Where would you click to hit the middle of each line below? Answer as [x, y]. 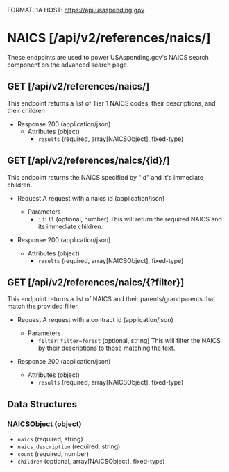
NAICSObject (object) [44, 424]
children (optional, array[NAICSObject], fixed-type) [91, 462]
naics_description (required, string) [69, 446]
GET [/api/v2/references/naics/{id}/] [88, 161]
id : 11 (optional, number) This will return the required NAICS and [130, 219]
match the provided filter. [43, 306]
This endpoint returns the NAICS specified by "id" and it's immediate [105, 177]
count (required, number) [53, 454]
